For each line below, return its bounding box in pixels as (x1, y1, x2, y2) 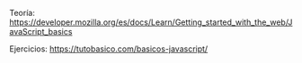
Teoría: (9, 8, 36, 18)
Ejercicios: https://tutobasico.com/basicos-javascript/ (9, 43, 209, 54)
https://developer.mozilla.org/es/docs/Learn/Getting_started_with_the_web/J (9, 17, 293, 28)
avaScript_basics (9, 27, 73, 36)
